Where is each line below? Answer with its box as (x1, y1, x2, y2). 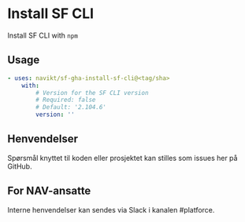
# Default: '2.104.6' (35, 104, 107, 111)
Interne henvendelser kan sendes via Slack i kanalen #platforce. (7, 205, 215, 214)
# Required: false (35, 96, 96, 104)
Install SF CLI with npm (7, 31, 78, 40)
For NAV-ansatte (7, 184, 91, 198)
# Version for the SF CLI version (35, 89, 149, 96)
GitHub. (7, 162, 32, 171)
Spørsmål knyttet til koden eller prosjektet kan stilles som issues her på (7, 153, 238, 162)
